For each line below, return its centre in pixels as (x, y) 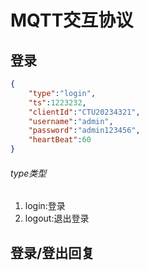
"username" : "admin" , (71, 121)
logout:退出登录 (57, 218)
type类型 (28, 173)
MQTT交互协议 (72, 20)
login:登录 (45, 206)
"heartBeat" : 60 (60, 140)
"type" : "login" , (62, 93)
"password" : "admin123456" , (84, 131)
